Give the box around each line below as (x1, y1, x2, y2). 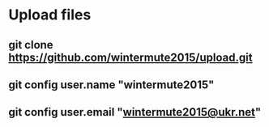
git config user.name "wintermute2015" (8, 78, 215, 91)
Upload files (8, 6, 92, 24)
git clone (8, 38, 54, 52)
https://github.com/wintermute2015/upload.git (8, 50, 253, 64)
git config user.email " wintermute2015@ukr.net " (8, 105, 262, 119)
